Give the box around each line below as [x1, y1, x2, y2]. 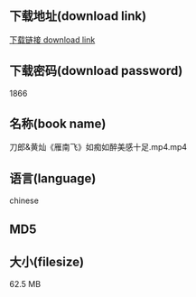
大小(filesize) [9, 255, 84, 270]
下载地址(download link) [9, 8, 147, 24]
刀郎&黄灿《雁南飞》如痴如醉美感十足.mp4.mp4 [9, 142, 188, 153]
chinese [9, 195, 39, 206]
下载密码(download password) [9, 63, 183, 79]
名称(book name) [9, 116, 107, 132]
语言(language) [9, 171, 97, 186]
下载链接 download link [9, 34, 96, 45]
